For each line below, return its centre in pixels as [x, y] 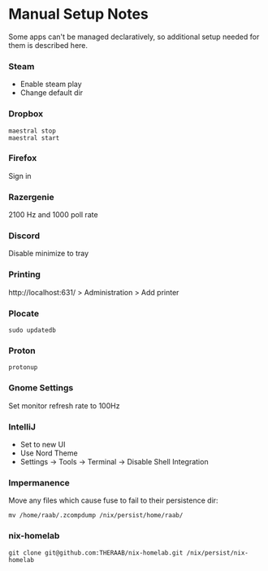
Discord [24, 236]
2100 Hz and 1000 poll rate [54, 215]
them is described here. [48, 45]
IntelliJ [22, 426]
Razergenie [31, 197]
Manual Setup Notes [78, 14]
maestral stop [32, 131]
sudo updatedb [32, 330]
